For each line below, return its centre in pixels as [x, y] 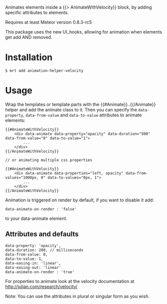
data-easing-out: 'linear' [33, 267]
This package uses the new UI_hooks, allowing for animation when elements [84, 32]
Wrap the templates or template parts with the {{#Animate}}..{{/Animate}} [81, 104]
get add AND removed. [29, 37]
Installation [29, 57]
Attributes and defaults [42, 234]
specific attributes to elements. [37, 12]
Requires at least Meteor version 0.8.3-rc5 [49, 22]
